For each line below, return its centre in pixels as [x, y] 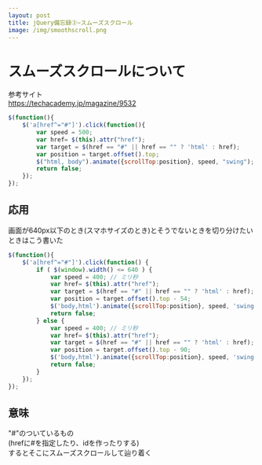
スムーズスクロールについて [97, 71]
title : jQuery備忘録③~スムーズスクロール [71, 23]
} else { [51, 320]
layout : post [29, 15]
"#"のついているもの [41, 434]
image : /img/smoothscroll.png [58, 30]
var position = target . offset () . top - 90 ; [120, 350]
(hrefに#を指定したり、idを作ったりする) [74, 443]
